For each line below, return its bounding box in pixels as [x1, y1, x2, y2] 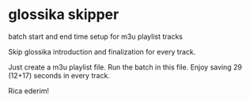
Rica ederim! [8, 85, 50, 96]
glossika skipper [8, 6, 119, 24]
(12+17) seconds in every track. [8, 70, 111, 80]
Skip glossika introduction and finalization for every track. [8, 47, 196, 56]
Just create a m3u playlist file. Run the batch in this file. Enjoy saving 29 [8, 62, 243, 72]
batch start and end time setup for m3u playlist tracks [8, 32, 184, 41]
